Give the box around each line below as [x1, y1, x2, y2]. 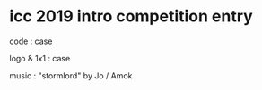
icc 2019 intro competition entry [9, 6, 253, 27]
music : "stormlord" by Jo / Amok [9, 70, 133, 81]
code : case [9, 36, 53, 46]
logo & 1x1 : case [9, 53, 71, 63]
